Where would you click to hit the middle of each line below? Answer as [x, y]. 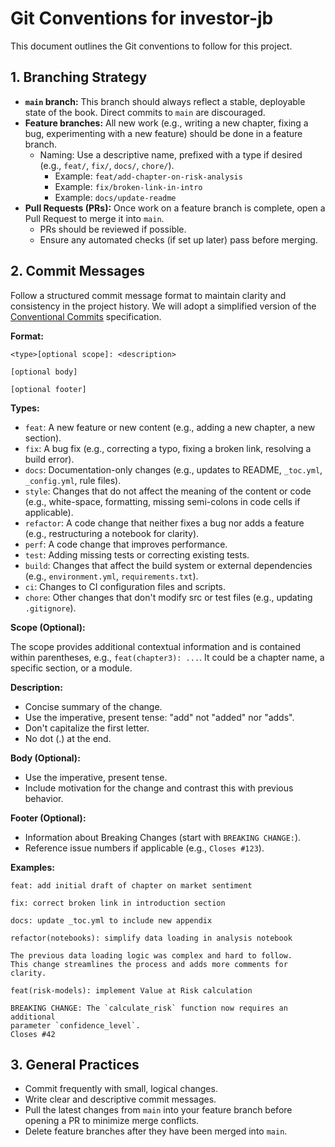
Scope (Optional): [48, 627]
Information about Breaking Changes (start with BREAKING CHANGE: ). [163, 837]
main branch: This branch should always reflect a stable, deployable [165, 101]
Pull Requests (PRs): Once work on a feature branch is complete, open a [175, 208]
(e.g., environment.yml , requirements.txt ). [111, 576]
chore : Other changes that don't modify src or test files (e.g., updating [168, 597]
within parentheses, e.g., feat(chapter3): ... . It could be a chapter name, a [167, 657]
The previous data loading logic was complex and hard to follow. [151, 955]
